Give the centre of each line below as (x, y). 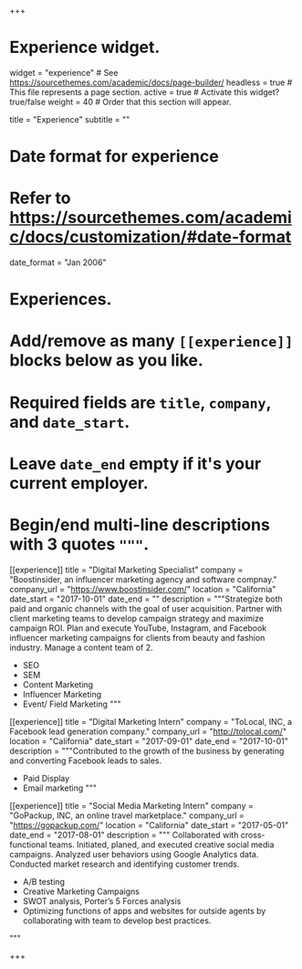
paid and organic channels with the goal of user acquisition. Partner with (146, 608)
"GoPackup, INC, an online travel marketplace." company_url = (127, 815)
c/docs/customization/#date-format (151, 237)
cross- (253, 835)
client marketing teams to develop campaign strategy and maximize (137, 618)
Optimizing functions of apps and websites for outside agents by (144, 910)
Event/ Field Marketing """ (72, 704)
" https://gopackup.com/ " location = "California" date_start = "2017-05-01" (149, 825)
